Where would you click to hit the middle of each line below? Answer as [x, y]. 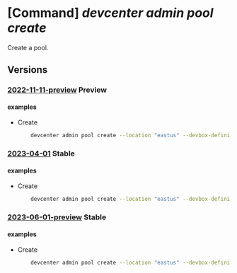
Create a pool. [28, 47]
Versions [28, 70]
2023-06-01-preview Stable [57, 217]
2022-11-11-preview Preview [57, 90]
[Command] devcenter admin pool [110, 13]
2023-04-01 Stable [41, 153]
